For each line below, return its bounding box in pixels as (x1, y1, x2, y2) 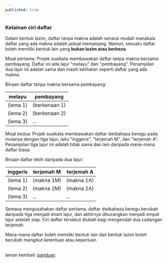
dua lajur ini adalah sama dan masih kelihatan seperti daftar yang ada (5, 66, 148, 72)
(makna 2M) (32, 185, 61, 192)
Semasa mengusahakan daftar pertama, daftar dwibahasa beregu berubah (5, 206, 159, 212)
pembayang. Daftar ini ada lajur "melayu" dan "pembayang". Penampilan (5, 61, 155, 67)
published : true (5, 7, 39, 13)
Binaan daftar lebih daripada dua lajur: (5, 156, 84, 162)
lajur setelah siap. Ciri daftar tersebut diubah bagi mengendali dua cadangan (5, 216, 163, 222)
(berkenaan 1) (32, 101, 66, 108)
